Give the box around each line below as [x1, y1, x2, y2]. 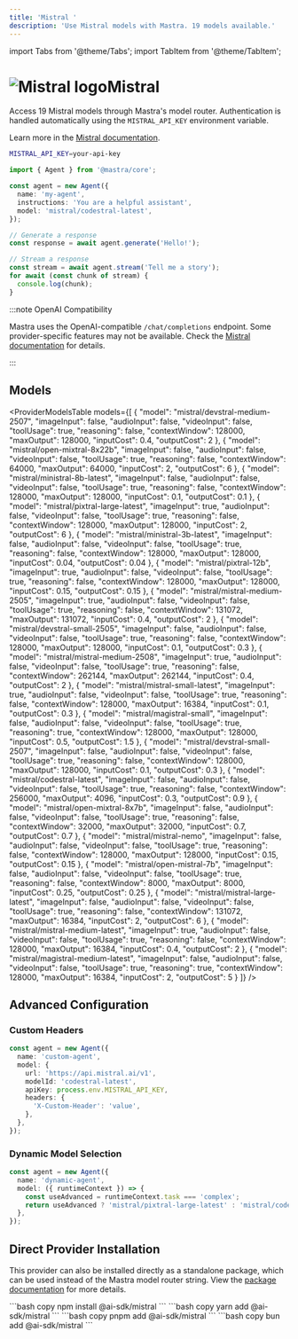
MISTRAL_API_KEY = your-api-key [9, 150, 122, 159]
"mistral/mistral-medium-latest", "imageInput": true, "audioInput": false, [9, 924, 271, 936]
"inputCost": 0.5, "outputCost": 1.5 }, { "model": [9, 736, 182, 747]
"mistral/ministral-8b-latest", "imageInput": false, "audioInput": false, [9, 472, 261, 483]
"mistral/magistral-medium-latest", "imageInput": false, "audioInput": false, [9, 952, 283, 963]
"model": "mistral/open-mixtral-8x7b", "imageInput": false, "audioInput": [9, 802, 273, 812]
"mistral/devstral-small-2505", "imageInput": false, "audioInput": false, [9, 623, 267, 634]
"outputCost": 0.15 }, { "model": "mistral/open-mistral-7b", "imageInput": [9, 858, 273, 869]
